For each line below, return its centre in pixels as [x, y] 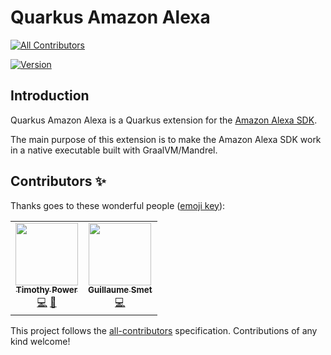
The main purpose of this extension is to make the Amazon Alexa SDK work [166, 139]
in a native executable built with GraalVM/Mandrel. [114, 150]
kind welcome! [40, 341]
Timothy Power [46, 290]
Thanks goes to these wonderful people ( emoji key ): [118, 205]
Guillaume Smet [120, 290]
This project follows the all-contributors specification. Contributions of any [164, 330]
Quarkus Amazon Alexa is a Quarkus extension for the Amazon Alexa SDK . [164, 120]
